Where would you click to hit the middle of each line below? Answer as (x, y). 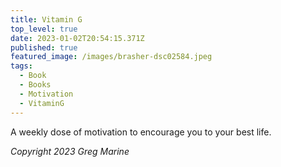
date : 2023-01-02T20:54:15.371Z (77, 38)
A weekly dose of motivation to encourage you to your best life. (141, 132)
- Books (35, 85)
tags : (21, 66)
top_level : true (44, 29)
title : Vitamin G (46, 19)
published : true (44, 47)
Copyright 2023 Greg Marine (70, 151)
